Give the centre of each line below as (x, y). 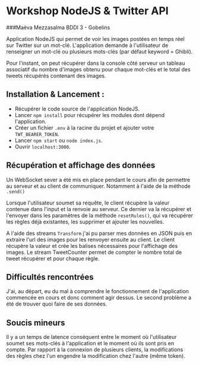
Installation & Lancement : (56, 94)
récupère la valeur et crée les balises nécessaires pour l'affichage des (92, 246)
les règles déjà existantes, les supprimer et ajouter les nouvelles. (85, 222)
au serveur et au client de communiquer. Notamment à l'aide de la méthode (99, 186)
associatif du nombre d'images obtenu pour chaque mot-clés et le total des (99, 69)
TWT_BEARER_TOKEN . (37, 134)
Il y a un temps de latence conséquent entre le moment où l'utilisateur (91, 337)
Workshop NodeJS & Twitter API (87, 11)
